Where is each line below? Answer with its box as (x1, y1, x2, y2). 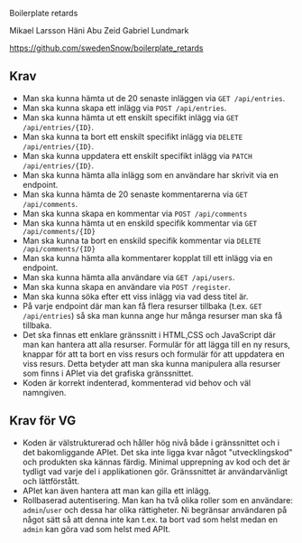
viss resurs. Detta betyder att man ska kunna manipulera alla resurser (22, 358, 281, 369)
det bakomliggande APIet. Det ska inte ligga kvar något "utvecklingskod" (22, 446, 293, 457)
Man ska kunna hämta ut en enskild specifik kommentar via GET (22, 217, 258, 229)
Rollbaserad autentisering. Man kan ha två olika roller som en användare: (22, 494, 293, 505)
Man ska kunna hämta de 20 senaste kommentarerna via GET (22, 189, 248, 200)
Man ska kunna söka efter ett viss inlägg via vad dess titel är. (22, 291, 249, 302)
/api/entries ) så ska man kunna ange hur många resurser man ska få (22, 310, 282, 321)
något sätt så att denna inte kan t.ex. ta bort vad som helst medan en (22, 514, 278, 525)
